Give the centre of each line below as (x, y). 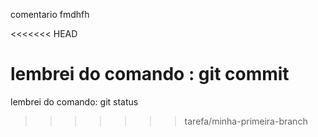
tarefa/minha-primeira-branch (246, 121)
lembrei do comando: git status (74, 101)
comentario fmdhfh (50, 14)
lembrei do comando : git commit (150, 74)
